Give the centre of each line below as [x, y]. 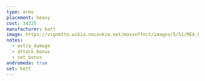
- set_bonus [27, 57]
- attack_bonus [31, 52]
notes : [15, 40]
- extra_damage [31, 46]
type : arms [20, 12]
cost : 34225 [21, 23]
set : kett [19, 69]
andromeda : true [27, 63]
